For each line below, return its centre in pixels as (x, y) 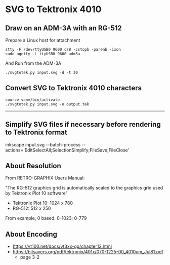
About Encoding (31, 234)
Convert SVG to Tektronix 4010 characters (74, 88)
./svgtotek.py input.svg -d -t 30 (42, 72)
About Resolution (33, 166)
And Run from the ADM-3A (33, 63)
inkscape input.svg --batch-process (43, 144)
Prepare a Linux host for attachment (43, 40)
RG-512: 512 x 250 (32, 208)
